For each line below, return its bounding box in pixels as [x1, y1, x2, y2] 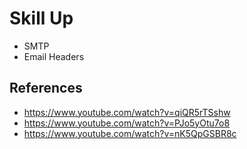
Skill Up [9, 7, 74, 30]
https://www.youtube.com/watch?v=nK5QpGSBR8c [23, 127, 237, 139]
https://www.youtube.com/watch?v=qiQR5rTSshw [23, 106, 231, 118]
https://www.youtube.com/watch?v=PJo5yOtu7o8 [23, 117, 231, 129]
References [9, 80, 83, 97]
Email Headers [23, 50, 85, 62]
